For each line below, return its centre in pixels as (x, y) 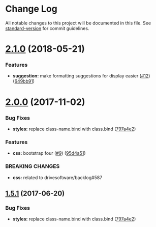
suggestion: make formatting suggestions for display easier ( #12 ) (81, 76)
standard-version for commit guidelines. (47, 28)
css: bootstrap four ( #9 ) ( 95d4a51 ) (49, 153)
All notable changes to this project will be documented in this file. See (78, 23)
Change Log (31, 9)
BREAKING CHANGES (33, 166)
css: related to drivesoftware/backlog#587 (57, 177)
